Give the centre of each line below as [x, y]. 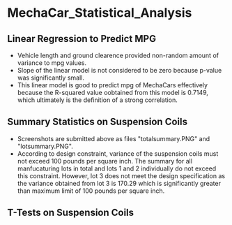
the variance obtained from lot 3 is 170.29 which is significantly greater [119, 183]
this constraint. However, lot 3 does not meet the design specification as [121, 175]
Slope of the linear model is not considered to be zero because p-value [119, 70]
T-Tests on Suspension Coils [71, 213]
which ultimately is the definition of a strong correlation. [97, 100]
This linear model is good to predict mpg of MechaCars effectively [112, 85]
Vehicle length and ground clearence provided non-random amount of [118, 55]
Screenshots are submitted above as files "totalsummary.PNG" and [114, 138]
